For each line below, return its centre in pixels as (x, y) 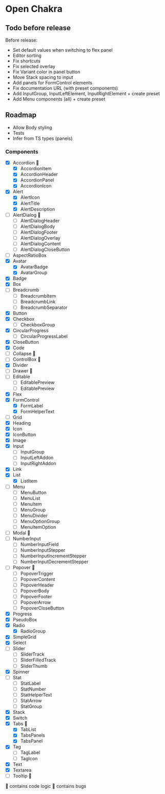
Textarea (22, 770)
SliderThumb (34, 666)
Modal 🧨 (22, 533)
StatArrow (31, 700)
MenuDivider (34, 515)
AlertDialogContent (40, 243)
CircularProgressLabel (44, 336)
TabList (28, 729)
